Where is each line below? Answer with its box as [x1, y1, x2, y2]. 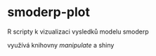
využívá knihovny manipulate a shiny [7, 41, 115, 49]
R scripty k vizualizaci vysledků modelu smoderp [7, 27, 149, 36]
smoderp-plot [7, 4, 90, 20]
